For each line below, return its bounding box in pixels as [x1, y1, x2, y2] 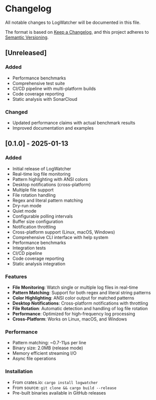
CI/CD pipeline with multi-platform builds [12, 85, 96, 91]
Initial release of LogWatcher [12, 165, 72, 171]
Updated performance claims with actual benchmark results [12, 120, 136, 126]
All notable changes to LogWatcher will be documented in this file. [5, 19, 141, 25]
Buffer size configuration [12, 218, 64, 224]
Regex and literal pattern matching [12, 197, 83, 203]
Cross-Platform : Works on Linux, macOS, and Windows [12, 316, 127, 322]
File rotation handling [12, 192, 56, 198]
